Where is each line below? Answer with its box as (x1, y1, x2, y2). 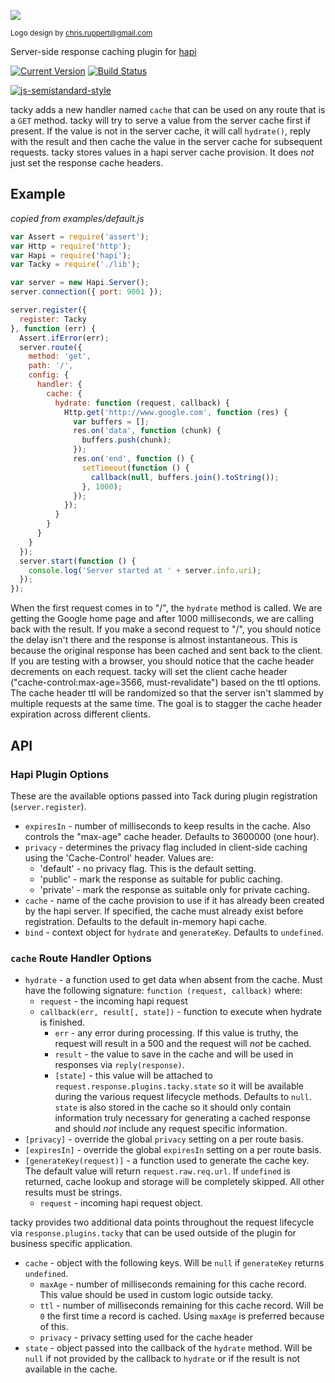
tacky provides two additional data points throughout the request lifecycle (10, 1216, 315, 1229)
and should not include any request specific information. (54, 1123, 288, 1135)
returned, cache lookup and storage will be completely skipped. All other (24, 1176, 325, 1188)
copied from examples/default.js (10, 212, 145, 224)
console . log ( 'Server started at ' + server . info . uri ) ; (28, 565, 262, 575)
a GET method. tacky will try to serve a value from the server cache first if (10, 115, 312, 126)
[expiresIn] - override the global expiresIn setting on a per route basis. (24, 1144, 322, 1156)
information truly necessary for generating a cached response (54, 1112, 311, 1124)
